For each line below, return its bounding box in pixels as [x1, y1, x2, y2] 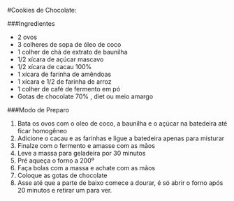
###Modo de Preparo [7, 106, 70, 114]
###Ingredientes [7, 20, 55, 27]
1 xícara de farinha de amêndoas [17, 70, 112, 78]
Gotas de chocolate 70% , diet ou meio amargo [17, 92, 154, 100]
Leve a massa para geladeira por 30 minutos [17, 149, 146, 157]
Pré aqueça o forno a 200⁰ [17, 156, 94, 165]
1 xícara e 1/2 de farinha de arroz [17, 77, 112, 86]
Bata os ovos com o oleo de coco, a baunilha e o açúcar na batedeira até [17, 119, 228, 128]
